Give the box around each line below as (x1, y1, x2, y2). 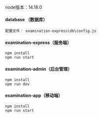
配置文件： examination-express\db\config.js (5, 29, 97, 33)
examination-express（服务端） (5, 39, 71, 45)
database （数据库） (5, 16, 48, 22)
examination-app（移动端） (5, 92, 63, 98)
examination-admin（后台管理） (5, 66, 72, 72)
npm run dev (5, 82, 30, 87)
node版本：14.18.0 (5, 4, 42, 10)
